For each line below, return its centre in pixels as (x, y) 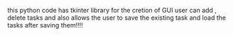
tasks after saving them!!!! (45, 25)
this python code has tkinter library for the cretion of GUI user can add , (112, 10)
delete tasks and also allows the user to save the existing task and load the (116, 18)
